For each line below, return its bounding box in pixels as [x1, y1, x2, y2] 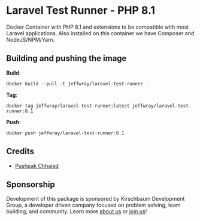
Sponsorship [6, 179, 55, 189]
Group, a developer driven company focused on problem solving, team [6, 201, 181, 209]
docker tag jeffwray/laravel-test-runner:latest [6, 103, 130, 109]
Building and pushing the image [6, 53, 127, 63]
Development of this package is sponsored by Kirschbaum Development [6, 195, 185, 202]
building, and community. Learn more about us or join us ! [6, 208, 147, 215]
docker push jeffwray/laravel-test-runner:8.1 [6, 130, 125, 136]
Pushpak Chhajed [14, 162, 59, 169]
